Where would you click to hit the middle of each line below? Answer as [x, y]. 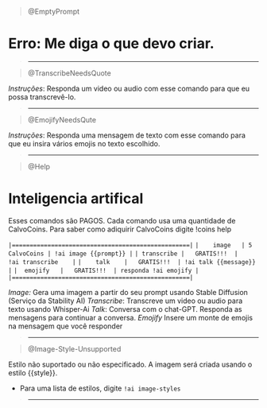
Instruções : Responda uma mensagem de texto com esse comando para [127, 135]
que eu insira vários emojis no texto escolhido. [84, 143]
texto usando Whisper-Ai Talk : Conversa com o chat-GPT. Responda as [125, 309]
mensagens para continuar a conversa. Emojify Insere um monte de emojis [130, 317]
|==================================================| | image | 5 [130, 245]
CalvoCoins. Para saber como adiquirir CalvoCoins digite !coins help [120, 229]
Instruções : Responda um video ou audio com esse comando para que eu [129, 88]
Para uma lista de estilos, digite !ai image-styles [100, 388]
